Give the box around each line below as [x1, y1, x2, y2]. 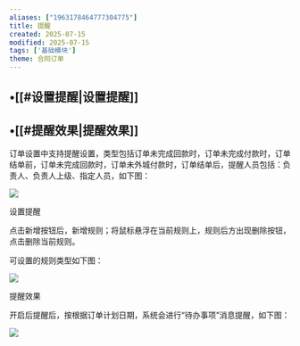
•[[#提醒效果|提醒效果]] [9, 122, 139, 138]
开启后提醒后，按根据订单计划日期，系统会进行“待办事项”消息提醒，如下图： [9, 309, 290, 321]
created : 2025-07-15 [9, 29, 87, 38]
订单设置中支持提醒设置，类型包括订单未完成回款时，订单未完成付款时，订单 [9, 148, 291, 159]
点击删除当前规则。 [9, 236, 80, 247]
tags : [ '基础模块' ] [9, 46, 77, 55]
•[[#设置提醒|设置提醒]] [9, 90, 139, 105]
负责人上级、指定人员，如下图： [32, 170, 150, 181]
